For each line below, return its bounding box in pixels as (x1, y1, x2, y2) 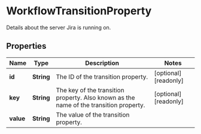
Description (85, 58, 120, 67)
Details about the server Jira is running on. (6, 24, 111, 31)
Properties (6, 41, 47, 51)
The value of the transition (56, 110, 130, 119)
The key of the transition (56, 86, 124, 94)
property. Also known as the (56, 94, 136, 102)
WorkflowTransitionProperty (6, 4, 152, 18)
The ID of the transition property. (56, 73, 148, 81)
